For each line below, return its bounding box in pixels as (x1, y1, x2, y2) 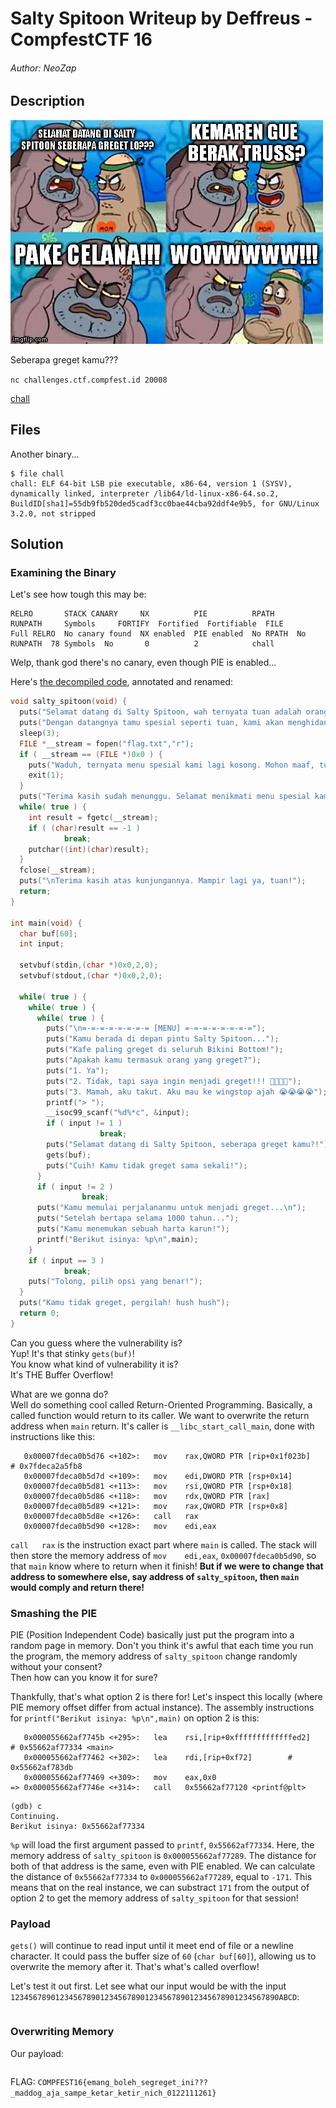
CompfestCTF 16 (10, 28, 153, 51)
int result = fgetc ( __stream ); (28, 812, 159, 822)
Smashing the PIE (10, 1606, 98, 1620)
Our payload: (10, 2047, 64, 2059)
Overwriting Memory (10, 2025, 115, 2039)
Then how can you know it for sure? (10, 1672, 158, 1684)
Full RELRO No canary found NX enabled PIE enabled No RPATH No (10, 629, 307, 639)
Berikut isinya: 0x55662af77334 (10, 1822, 145, 1832)
